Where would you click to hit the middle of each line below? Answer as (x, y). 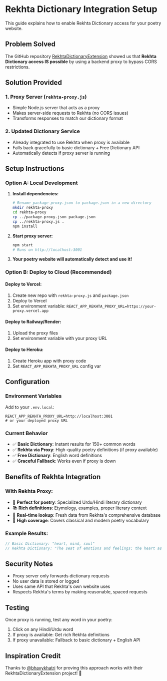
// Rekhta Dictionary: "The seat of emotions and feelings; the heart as (84, 548)
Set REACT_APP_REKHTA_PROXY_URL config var (57, 366)
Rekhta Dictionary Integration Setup (81, 9)
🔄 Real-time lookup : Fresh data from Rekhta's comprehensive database (86, 515)
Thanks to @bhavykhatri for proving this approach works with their (74, 668)
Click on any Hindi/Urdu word (43, 629)
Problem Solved (30, 44)
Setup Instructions (35, 169)
